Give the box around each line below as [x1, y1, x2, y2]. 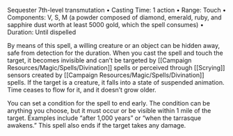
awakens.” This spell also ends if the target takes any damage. [7, 121, 186, 129]
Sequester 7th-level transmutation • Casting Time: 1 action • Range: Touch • [7, 6, 227, 14]
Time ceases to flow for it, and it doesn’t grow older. [7, 86, 156, 94]
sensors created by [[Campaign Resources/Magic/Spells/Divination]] [7, 71, 204, 79]
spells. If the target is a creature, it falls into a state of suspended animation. [7, 78, 225, 86]
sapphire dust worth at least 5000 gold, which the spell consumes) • [7, 21, 204, 28]
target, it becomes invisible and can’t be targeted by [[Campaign [7, 56, 192, 65]
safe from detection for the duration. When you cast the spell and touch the [7, 49, 224, 57]
